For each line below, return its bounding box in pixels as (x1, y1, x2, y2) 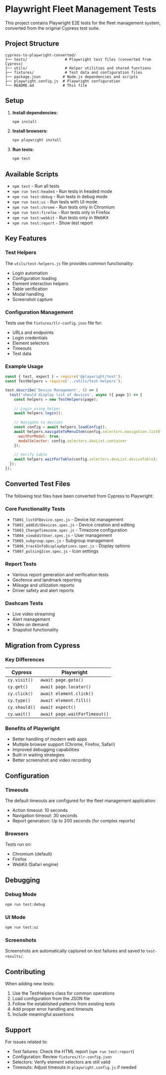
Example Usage (5, 363, 43, 370)
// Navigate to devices (14, 420, 63, 425)
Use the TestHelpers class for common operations (12, 990, 115, 996)
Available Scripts (5, 170, 58, 178)
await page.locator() (40, 684, 91, 690)
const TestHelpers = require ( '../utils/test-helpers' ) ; (5, 379, 123, 384)
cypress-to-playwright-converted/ (5, 53, 77, 57)
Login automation (12, 270, 48, 276)
